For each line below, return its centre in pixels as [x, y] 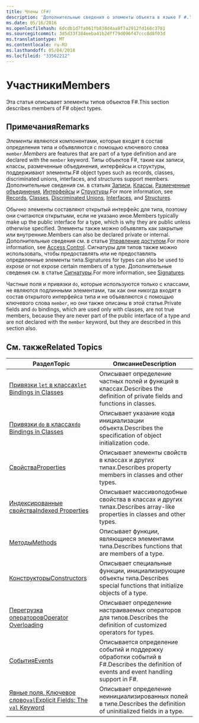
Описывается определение [139, 642]
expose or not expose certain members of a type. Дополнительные [89, 266]
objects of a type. [123, 593]
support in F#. [118, 680]
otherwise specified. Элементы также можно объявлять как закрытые [95, 228]
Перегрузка [26, 610]
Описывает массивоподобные [143, 492]
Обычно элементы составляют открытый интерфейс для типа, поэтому [97, 209]
